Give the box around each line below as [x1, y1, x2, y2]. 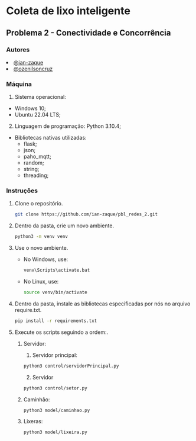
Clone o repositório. [14, 200, 63, 207]
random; [23, 159, 44, 166]
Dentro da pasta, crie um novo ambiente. [14, 222, 114, 229]
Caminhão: [23, 395, 50, 403]
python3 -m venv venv [14, 234, 68, 240]
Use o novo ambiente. [14, 244, 68, 252]
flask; [23, 140, 37, 147]
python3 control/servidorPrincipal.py [23, 363, 119, 369]
